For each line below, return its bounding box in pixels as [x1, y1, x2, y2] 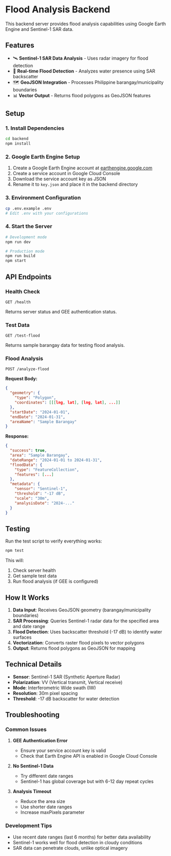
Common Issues [5, 726, 47, 733]
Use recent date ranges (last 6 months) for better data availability [12, 834, 151, 840]
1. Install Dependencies [5, 125, 65, 132]
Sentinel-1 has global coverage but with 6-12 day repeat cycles [20, 778, 154, 784]
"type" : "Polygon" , [14, 395, 56, 400]
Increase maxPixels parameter [20, 809, 85, 815]
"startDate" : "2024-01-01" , [10, 409, 70, 415]
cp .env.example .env [5, 206, 52, 211]
